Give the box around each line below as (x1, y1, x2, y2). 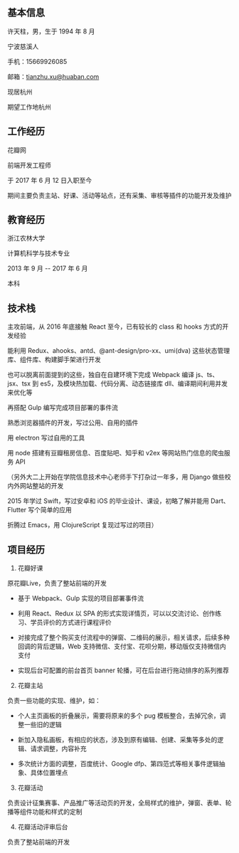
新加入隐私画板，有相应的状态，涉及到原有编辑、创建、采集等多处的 (17, 736, 218, 744)
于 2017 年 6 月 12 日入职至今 (7, 176, 92, 184)
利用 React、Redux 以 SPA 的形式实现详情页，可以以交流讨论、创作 (17, 609, 216, 618)
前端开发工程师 (7, 161, 51, 169)
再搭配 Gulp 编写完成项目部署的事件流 (7, 403, 119, 412)
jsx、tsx (7, 379, 31, 388)
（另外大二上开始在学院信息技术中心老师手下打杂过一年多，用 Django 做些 (7, 472, 225, 482)
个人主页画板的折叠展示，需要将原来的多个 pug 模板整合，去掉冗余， (17, 711, 221, 720)
